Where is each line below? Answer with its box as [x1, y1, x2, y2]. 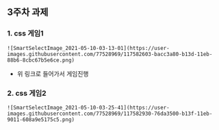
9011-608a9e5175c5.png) [7, 116, 75, 123]
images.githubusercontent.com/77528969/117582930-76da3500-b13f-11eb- [7, 110, 213, 117]
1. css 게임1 [7, 29, 44, 38]
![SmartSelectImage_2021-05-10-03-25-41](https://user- [7, 104, 170, 111]
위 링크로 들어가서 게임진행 [16, 69, 89, 77]
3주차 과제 [7, 6, 49, 18]
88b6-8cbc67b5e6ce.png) [7, 57, 75, 64]
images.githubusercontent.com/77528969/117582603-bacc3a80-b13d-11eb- [7, 51, 213, 57]
